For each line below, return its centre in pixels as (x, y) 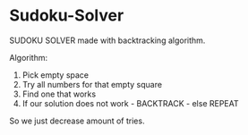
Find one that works (59, 94)
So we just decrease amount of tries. (77, 121)
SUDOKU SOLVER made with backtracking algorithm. (107, 40)
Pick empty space (56, 75)
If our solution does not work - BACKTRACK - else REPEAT (130, 103)
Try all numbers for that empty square (92, 84)
